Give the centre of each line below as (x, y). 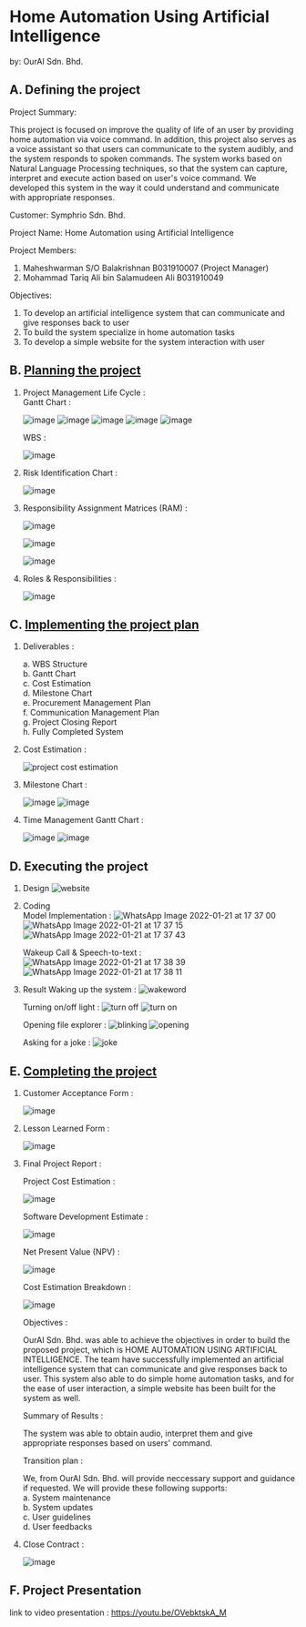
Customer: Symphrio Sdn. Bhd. (67, 215)
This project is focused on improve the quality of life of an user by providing (152, 129)
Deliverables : (48, 646)
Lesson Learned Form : (66, 1128)
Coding (36, 906)
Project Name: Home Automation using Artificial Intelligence (122, 232)
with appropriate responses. (62, 197)
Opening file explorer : (65, 1025)
